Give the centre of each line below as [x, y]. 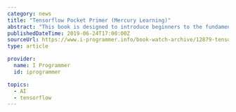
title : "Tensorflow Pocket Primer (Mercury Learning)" [89, 20]
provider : [22, 59]
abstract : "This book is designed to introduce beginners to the [105, 27]
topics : [19, 85]
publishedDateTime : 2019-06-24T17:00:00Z [69, 33]
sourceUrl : [23, 40]
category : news [29, 14]
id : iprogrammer [37, 72]
